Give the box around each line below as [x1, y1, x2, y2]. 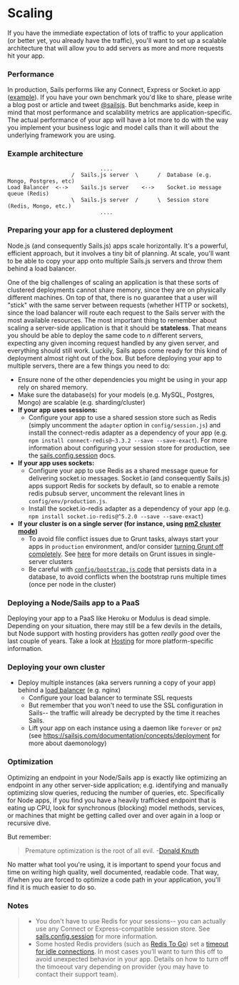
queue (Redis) [7, 190, 50, 197]
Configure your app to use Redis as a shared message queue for [28, 466, 219, 475]
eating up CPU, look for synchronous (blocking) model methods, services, [7, 803, 225, 812]
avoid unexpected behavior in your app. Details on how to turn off [35, 955, 229, 964]
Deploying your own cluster [7, 662, 106, 672]
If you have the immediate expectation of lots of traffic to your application [7, 29, 223, 37]
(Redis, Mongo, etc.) [7, 202, 72, 210]
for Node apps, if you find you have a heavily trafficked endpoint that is [7, 796, 216, 804]
